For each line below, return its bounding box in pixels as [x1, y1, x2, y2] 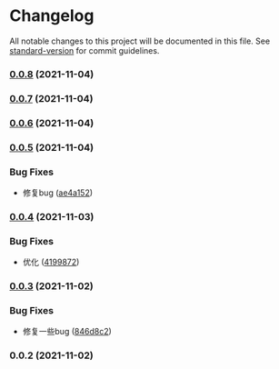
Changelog [9, 5, 95, 26]
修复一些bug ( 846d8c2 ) [22, 326, 112, 337]
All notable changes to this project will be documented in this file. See [9, 35, 271, 46]
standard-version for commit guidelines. [9, 45, 160, 55]
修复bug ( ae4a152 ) [22, 187, 94, 198]
